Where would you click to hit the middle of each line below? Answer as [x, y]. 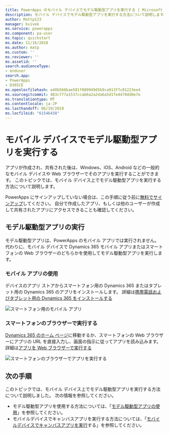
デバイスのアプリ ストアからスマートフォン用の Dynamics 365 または [77, 285]
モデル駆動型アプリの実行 [45, 227]
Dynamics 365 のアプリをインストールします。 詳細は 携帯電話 [88, 292]
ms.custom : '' [20, 52]
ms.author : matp [22, 47]
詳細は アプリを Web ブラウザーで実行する [49, 348]
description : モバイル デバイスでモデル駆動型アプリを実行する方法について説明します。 [86, 15]
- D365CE [14, 85]
